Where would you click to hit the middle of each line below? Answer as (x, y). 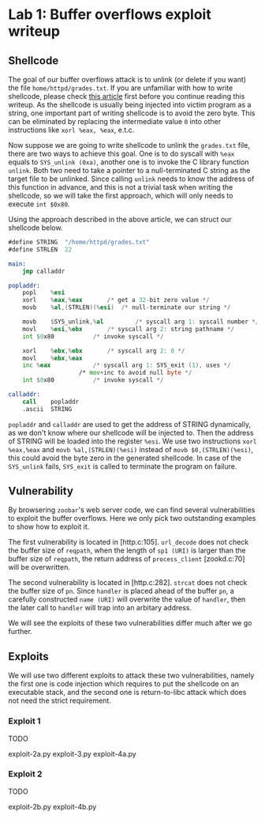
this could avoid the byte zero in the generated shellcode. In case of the (125, 458)
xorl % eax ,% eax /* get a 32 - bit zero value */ (116, 300)
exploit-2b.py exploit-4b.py (52, 806)
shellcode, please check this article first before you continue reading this (127, 96)
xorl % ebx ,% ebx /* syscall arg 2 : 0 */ (104, 351)
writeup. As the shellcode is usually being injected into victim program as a (130, 105)
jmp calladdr (44, 271)
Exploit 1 (24, 721)
